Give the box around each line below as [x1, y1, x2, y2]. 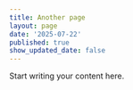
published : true [9, 37, 70, 47]
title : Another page [9, 12, 87, 22]
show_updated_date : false [9, 46, 105, 55]
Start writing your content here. [9, 70, 125, 81]
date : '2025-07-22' [9, 29, 82, 38]
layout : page [9, 21, 58, 30]
